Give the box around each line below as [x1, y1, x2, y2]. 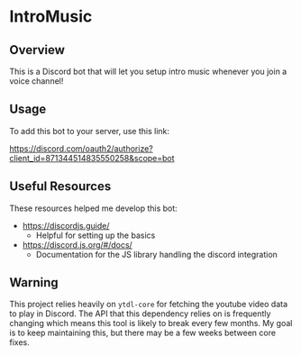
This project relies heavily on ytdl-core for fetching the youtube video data [9, 299, 288, 310]
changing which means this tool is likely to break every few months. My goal [9, 318, 293, 329]
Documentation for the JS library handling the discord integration [35, 249, 278, 259]
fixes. [9, 337, 30, 348]
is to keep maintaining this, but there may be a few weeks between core [9, 327, 277, 339]
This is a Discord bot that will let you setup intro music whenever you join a [9, 66, 287, 77]
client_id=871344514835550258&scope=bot [9, 152, 175, 163]
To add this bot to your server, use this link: [9, 125, 169, 136]
